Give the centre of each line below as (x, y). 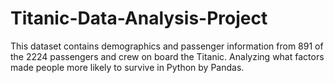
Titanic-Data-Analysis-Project (139, 18)
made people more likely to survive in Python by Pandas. (127, 67)
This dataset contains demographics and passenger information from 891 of (167, 46)
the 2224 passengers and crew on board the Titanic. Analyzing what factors (167, 56)
